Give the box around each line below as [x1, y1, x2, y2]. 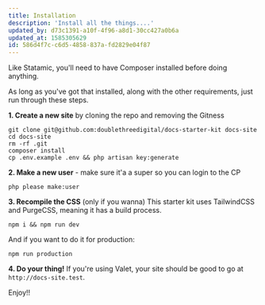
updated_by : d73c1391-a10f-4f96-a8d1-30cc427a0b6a [8, 26, 179, 34]
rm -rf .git [8, 140, 48, 148]
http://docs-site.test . [8, 272, 86, 282]
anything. [8, 71, 40, 81]
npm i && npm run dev [8, 221, 80, 229]
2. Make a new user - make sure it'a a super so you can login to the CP [8, 168, 241, 177]
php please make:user [8, 183, 80, 191]
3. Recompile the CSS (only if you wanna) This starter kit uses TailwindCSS [8, 197, 255, 207]
